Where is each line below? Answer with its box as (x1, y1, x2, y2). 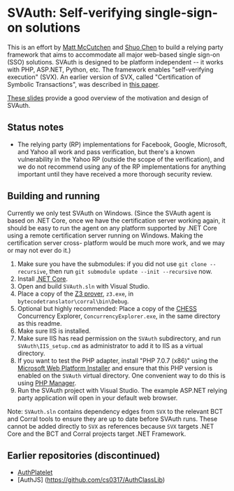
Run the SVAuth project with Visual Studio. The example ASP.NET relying (17, 386, 228, 394)
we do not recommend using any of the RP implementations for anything (17, 162, 226, 171)
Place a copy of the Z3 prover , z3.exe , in (17, 289, 134, 298)
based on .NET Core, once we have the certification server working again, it (7, 216, 226, 225)
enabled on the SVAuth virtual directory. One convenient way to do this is (17, 371, 226, 380)
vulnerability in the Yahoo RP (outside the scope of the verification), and (17, 155, 225, 163)
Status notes (7, 121, 64, 134)
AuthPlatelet (17, 468, 53, 477)
